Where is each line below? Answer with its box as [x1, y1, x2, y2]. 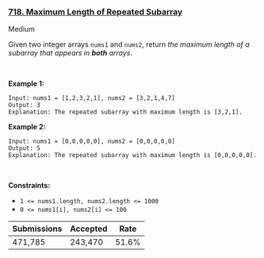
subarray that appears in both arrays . [8, 48, 133, 58]
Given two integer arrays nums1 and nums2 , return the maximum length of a [8, 40, 250, 49]
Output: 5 [8, 144, 41, 152]
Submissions [12, 223, 63, 234]
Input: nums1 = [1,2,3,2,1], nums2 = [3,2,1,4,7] [8, 94, 176, 102]
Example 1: [8, 79, 45, 89]
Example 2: [8, 122, 46, 132]
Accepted [70, 223, 108, 234]
